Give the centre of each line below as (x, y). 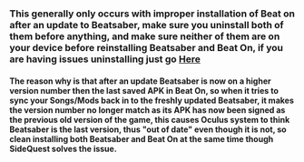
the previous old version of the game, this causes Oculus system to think (150, 119)
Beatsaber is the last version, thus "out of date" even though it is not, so (148, 129)
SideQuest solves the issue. (64, 148)
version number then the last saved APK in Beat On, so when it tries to (144, 90)
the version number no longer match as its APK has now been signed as (147, 110)
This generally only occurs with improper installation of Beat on (152, 14)
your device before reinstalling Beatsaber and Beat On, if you (147, 47)
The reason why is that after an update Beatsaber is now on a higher (140, 81)
